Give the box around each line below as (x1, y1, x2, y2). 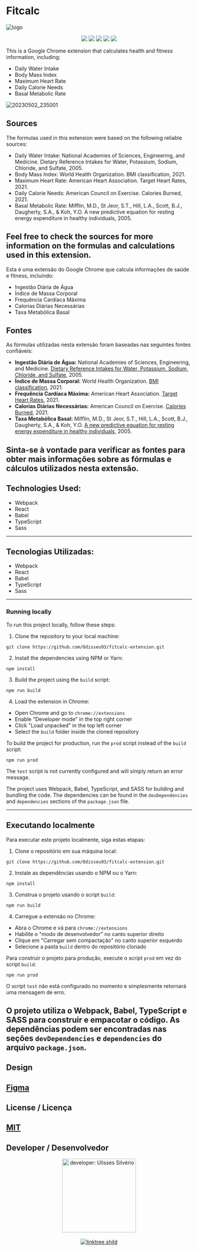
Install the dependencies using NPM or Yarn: (14, 654, 123, 661)
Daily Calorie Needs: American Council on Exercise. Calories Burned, (14, 189, 183, 196)
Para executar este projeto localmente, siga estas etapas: (6, 836, 146, 843)
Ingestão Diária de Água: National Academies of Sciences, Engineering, (14, 359, 190, 366)
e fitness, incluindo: (6, 272, 54, 279)
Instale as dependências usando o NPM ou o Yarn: (14, 869, 137, 876)
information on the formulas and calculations (6, 241, 175, 251)
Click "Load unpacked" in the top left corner (14, 721, 122, 729)
